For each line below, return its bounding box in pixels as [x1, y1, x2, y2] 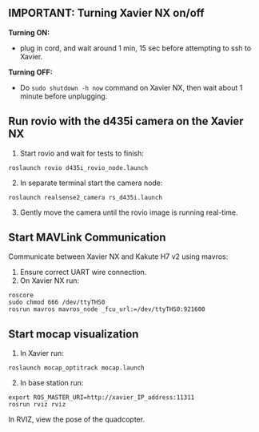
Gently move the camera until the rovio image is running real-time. [19, 208, 238, 217]
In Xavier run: [19, 349, 64, 358]
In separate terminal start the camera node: [19, 178, 163, 188]
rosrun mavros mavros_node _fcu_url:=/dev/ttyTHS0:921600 [8, 305, 205, 313]
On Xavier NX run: [19, 276, 80, 285]
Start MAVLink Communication [8, 231, 166, 244]
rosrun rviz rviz [8, 401, 66, 409]
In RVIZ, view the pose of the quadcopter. [8, 414, 145, 424]
